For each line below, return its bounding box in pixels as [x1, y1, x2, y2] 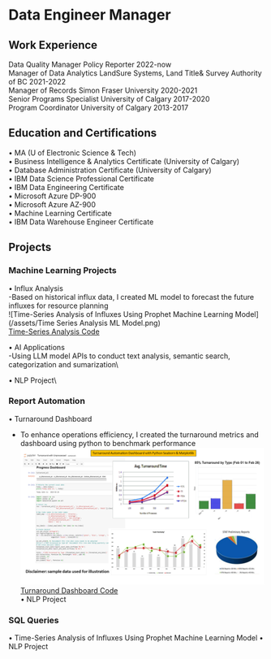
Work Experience [8, 38, 98, 52]
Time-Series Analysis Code [8, 327, 100, 336]
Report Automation [8, 396, 85, 407]
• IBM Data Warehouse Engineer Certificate [8, 217, 154, 227]
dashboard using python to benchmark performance [19, 438, 196, 448]
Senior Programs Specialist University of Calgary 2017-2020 [8, 94, 210, 103]
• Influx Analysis [8, 283, 63, 293]
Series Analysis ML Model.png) [56, 318, 161, 327]
